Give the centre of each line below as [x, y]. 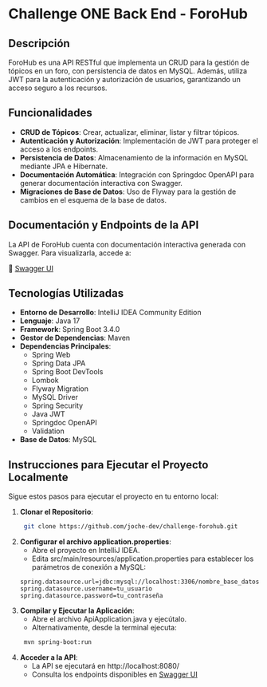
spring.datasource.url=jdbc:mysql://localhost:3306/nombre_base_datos [139, 582]
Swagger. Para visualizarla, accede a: [70, 253]
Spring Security [57, 406]
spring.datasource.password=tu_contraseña [91, 596]
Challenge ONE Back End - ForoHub [128, 14]
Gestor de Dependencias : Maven [75, 338]
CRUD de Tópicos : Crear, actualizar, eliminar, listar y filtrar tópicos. [130, 132]
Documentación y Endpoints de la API [104, 225]
